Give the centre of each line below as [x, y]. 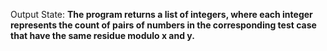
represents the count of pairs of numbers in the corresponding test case [163, 25]
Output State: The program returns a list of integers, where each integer [161, 14]
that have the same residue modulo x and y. [102, 35]
